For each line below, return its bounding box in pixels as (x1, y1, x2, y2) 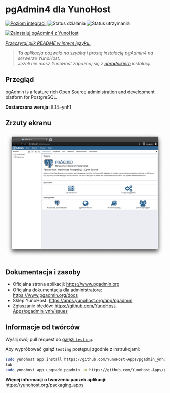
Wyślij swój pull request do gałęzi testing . (5, 336, 94, 342)
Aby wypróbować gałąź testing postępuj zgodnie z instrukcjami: (5, 346, 140, 352)
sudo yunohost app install (5, 356, 62, 362)
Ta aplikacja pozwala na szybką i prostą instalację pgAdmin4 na (17, 50, 153, 56)
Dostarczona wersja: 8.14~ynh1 (5, 104, 72, 110)
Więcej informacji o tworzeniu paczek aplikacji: (5, 376, 107, 382)
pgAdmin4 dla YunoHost (5, 4, 111, 15)
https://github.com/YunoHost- (54, 303, 117, 309)
